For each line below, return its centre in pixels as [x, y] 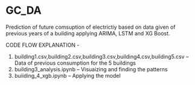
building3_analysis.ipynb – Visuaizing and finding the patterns [91, 69]
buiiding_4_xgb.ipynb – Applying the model [67, 75]
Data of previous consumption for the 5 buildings [75, 63]
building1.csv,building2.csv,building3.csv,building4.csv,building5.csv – [101, 56]
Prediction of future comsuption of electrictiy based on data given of [91, 27]
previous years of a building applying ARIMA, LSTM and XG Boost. [88, 33]
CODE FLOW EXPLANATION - [42, 45]
